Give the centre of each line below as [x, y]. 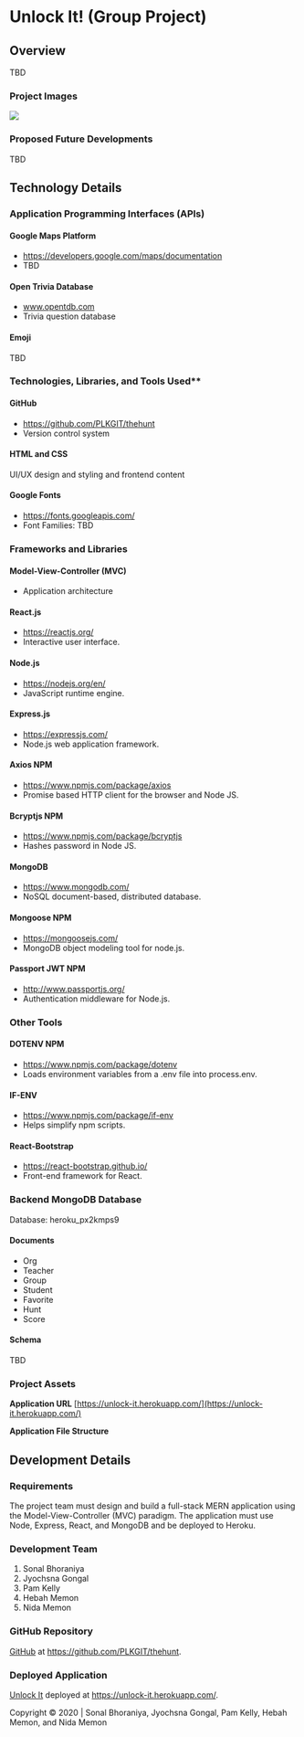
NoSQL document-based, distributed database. [112, 896]
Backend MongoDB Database [76, 1200]
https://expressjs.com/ [65, 734]
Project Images [43, 96]
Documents [32, 1241]
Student [37, 1289]
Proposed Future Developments [81, 139]
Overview [38, 51]
